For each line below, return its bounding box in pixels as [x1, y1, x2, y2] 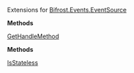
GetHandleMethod [7, 32, 60, 40]
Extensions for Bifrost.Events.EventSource [7, 6, 127, 14]
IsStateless [7, 59, 38, 67]
